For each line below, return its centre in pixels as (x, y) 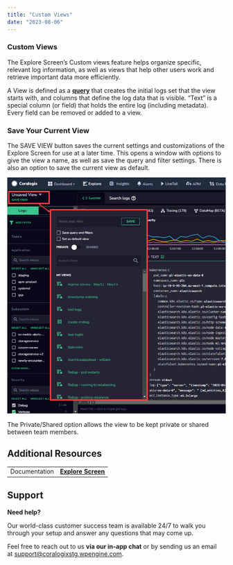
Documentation (32, 471)
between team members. (43, 432)
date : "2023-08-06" (35, 22)
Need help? (24, 512)
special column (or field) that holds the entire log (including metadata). (108, 105)
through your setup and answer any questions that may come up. (101, 533)
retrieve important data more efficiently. (64, 77)
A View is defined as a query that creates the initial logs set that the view (112, 90)
